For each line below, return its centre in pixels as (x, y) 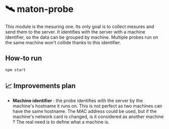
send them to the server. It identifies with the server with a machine (75, 32)
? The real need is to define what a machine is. (61, 122)
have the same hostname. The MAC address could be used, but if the (85, 111)
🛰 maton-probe (40, 9)
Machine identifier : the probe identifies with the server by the (77, 100)
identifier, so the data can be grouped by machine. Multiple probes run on (82, 37)
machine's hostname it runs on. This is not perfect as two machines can (87, 106)
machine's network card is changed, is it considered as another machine (88, 116)
